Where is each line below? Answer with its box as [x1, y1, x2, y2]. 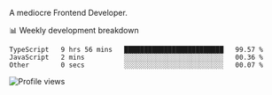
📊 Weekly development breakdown [9, 26, 139, 35]
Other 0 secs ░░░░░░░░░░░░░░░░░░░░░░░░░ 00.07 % [9, 61, 264, 69]
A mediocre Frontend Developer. [9, 8, 128, 18]
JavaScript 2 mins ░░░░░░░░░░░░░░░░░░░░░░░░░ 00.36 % [9, 53, 264, 62]
